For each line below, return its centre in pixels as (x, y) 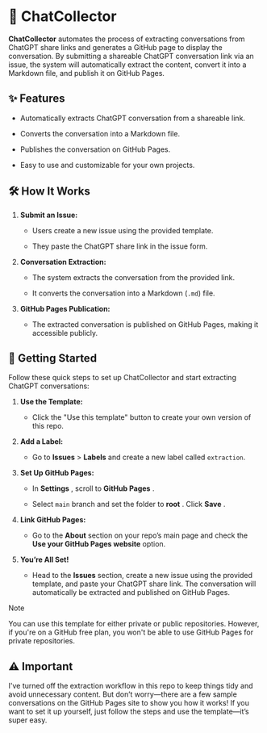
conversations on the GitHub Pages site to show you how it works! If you (129, 703)
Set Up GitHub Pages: (57, 473)
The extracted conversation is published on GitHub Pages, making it (145, 324)
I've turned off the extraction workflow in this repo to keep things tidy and (131, 686)
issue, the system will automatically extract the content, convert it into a (127, 65)
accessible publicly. (65, 333)
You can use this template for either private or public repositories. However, (134, 624)
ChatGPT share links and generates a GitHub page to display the (116, 47)
